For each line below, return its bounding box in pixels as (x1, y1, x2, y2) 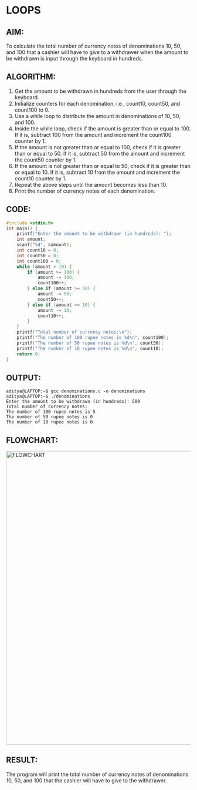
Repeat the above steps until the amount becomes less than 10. (14, 181, 168, 188)
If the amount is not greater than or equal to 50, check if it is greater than (14, 162, 191, 169)
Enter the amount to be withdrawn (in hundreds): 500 (6, 399, 141, 405)
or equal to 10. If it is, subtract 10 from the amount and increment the (14, 169, 181, 176)
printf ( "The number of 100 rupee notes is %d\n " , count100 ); (16, 335, 169, 341)
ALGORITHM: (6, 72, 56, 82)
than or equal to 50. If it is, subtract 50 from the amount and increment (14, 150, 185, 157)
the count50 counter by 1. (14, 156, 77, 163)
